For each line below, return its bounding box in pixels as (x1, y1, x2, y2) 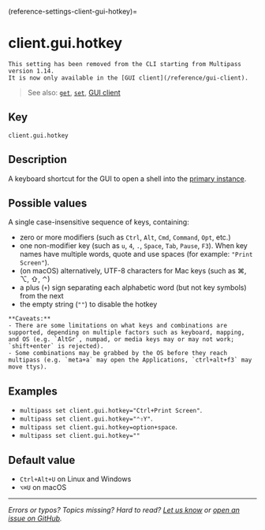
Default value (8, 453, 76, 467)
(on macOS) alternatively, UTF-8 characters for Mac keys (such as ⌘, (19, 266, 247, 276)
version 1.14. (8, 67, 55, 75)
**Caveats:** (8, 315, 51, 323)
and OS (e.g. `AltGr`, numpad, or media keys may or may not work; (8, 335, 235, 343)
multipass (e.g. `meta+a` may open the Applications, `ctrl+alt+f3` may (8, 356, 252, 365)
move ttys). (8, 363, 47, 371)
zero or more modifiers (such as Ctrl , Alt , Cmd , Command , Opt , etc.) (19, 232, 231, 243)
